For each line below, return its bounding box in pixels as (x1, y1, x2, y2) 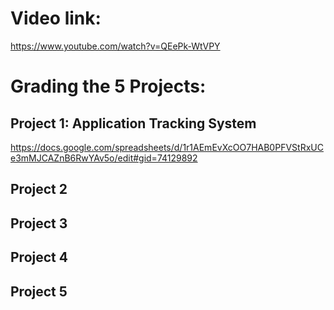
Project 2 (10, 181, 68, 198)
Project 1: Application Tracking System (10, 115, 257, 132)
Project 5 (10, 283, 68, 300)
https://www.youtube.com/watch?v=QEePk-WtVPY (10, 40, 221, 52)
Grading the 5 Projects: (10, 75, 207, 98)
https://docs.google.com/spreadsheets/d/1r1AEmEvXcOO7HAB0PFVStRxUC (10, 141, 324, 153)
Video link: (10, 7, 102, 30)
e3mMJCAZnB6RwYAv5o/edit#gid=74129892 (10, 152, 198, 164)
